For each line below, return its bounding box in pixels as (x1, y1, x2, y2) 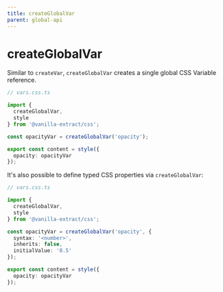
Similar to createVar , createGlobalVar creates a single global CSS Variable (7, 69, 217, 77)
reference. (7, 76, 36, 85)
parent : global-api (7, 16, 63, 23)
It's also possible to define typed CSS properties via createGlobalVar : (7, 171, 204, 179)
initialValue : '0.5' (13, 247, 72, 254)
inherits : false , (13, 241, 63, 248)
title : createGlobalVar (7, 10, 75, 17)
